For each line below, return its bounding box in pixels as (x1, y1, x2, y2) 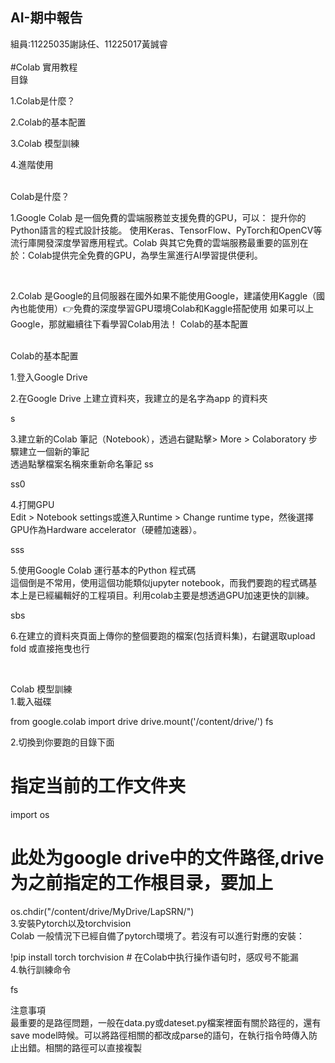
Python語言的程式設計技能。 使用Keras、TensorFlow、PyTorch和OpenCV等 (10, 224, 323, 236)
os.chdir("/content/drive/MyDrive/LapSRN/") (10, 905, 195, 917)
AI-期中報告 (10, 9, 83, 27)
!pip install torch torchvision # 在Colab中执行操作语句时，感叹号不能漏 (10, 951, 299, 963)
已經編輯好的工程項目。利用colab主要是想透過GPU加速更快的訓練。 (36, 589, 315, 601)
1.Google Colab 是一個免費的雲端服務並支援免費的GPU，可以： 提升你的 (10, 211, 307, 223)
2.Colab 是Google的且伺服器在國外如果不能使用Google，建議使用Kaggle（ (10, 289, 317, 302)
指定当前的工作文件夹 (10, 775, 187, 797)
